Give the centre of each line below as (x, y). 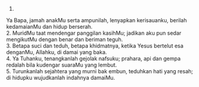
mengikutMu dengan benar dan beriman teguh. (65, 39)
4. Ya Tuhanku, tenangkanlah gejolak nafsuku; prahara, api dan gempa (93, 58)
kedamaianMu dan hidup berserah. (50, 27)
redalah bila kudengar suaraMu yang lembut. (62, 65)
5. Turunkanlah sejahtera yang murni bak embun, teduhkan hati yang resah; (100, 71)
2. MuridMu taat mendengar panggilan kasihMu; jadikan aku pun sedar (94, 33)
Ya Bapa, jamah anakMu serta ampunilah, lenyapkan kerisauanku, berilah (97, 20)
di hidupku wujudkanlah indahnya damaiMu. (61, 78)
